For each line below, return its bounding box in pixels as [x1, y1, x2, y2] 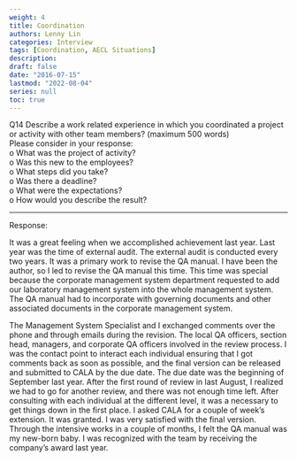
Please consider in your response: [9, 138, 133, 149]
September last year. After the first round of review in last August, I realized [9, 377, 284, 388]
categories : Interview [9, 37, 93, 47]
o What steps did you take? [9, 166, 109, 177]
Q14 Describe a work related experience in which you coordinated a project [9, 119, 285, 130]
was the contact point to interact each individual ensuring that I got [9, 349, 254, 359]
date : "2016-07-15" [9, 71, 81, 80]
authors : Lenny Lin [9, 29, 81, 38]
